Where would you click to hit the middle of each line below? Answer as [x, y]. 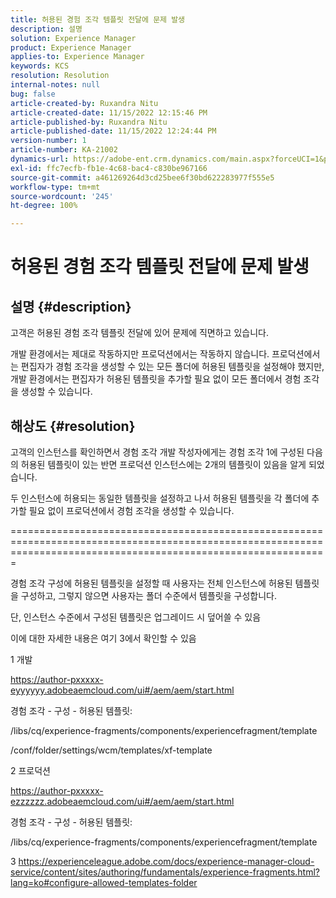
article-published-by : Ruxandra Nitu [89, 122]
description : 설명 [46, 29]
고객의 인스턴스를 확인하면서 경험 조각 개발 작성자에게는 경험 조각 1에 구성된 [157, 452]
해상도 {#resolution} [73, 426]
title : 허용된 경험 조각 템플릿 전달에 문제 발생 [98, 19]
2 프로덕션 [30, 770]
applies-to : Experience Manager [77, 57]
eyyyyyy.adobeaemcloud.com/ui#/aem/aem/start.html [122, 690]
